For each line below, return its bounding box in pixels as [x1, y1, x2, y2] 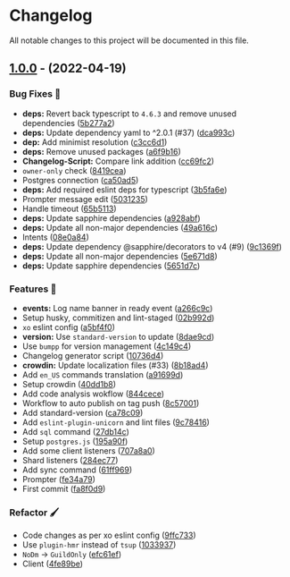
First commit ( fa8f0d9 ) [21, 483, 106, 494]
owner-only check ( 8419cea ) [21, 165, 127, 175]
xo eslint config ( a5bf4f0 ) [21, 321, 116, 332]
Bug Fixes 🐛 [9, 88, 61, 100]
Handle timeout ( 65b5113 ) [21, 203, 118, 214]
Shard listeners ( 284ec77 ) [21, 454, 119, 465]
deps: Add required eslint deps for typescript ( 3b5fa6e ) [21, 184, 228, 195]
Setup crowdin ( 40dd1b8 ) [21, 378, 117, 389]
